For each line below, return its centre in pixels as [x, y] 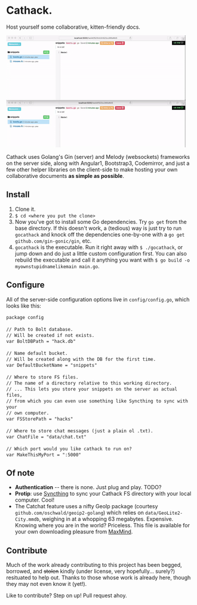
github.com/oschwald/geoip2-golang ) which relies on [79, 513]
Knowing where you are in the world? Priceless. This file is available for [102, 526]
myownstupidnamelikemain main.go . [57, 266]
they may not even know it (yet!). [47, 584]
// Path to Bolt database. [40, 329]
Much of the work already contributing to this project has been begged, [94, 565]
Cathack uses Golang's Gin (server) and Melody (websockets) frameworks [98, 156]
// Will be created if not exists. [50, 335]
